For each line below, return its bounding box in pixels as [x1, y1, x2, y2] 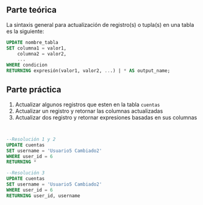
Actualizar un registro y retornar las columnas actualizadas [15, 107, 163, 115]
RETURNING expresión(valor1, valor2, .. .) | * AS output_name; [6, 68, 171, 74]
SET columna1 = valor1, [6, 45, 67, 51]
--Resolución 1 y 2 [6, 136, 56, 142]
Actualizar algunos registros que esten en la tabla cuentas [15, 101, 160, 108]
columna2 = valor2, [17, 51, 67, 57]
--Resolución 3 [6, 170, 45, 176]
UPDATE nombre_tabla [6, 39, 59, 45]
